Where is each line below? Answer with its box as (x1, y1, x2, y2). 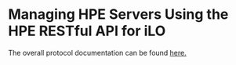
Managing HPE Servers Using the (8, 5, 229, 23)
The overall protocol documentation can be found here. (8, 48, 187, 57)
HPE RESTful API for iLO (8, 22, 166, 40)
